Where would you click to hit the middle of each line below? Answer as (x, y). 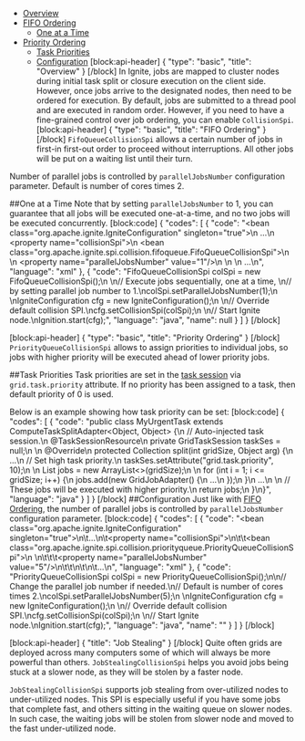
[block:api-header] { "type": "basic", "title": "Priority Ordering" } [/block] (145, 338)
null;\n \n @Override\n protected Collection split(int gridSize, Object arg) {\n (152, 450)
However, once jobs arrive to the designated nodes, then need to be (164, 91)
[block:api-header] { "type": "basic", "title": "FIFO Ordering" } (151, 130)
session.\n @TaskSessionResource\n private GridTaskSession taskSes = (145, 441)
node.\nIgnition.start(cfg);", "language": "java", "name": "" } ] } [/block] (142, 625)
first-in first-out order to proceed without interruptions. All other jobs (165, 149)
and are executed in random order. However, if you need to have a (160, 110)
